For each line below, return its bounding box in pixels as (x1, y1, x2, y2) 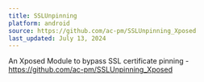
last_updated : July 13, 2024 (8, 34, 106, 43)
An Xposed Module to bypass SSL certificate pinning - (8, 56, 189, 66)
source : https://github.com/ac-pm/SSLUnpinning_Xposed (8, 27, 197, 35)
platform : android (8, 19, 70, 27)
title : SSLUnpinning (8, 11, 78, 20)
